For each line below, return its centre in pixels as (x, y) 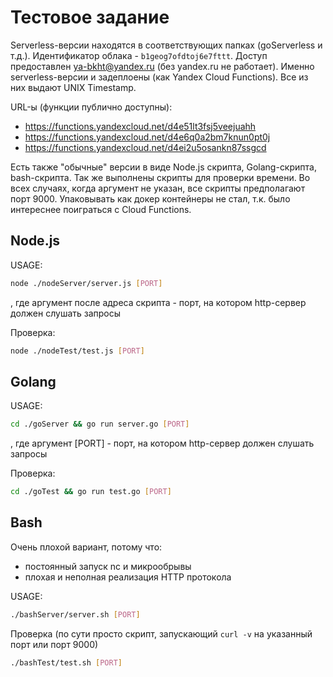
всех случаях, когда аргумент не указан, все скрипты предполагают (158, 188)
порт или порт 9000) (54, 644)
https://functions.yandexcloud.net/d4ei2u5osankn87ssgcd (145, 147)
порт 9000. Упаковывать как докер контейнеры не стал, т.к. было (150, 198)
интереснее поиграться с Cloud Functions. (101, 209)
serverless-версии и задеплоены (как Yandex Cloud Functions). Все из (159, 77)
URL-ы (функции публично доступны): (91, 107)
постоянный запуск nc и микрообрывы (108, 566)
